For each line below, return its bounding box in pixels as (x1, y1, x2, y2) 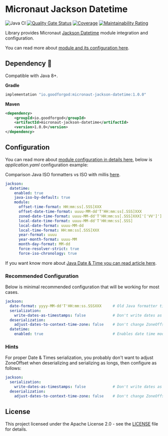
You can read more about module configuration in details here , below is (5, 156, 152, 162)
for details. (5, 426, 27, 432)
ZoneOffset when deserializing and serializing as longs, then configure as (5, 360, 157, 366)
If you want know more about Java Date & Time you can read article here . (5, 260, 157, 266)
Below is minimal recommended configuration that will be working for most (5, 284, 159, 290)
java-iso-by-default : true (14, 195, 70, 200)
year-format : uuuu (18, 232, 57, 237)
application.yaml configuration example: (5, 162, 88, 168)
